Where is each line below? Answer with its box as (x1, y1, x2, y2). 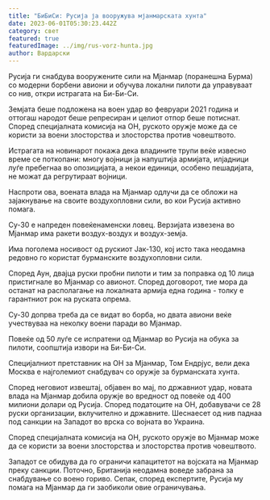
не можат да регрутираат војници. (8, 171, 127, 181)
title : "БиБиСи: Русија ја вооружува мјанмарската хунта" (8, 11, 207, 20)
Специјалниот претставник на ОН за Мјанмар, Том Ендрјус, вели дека (8, 359, 250, 368)
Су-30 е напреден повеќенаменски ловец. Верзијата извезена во (8, 220, 235, 229)
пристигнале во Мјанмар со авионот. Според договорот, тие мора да (8, 277, 248, 287)
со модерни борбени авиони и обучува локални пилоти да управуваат (8, 80, 252, 90)
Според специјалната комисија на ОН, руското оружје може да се (8, 122, 238, 131)
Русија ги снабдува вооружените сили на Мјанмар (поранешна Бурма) (8, 72, 254, 81)
